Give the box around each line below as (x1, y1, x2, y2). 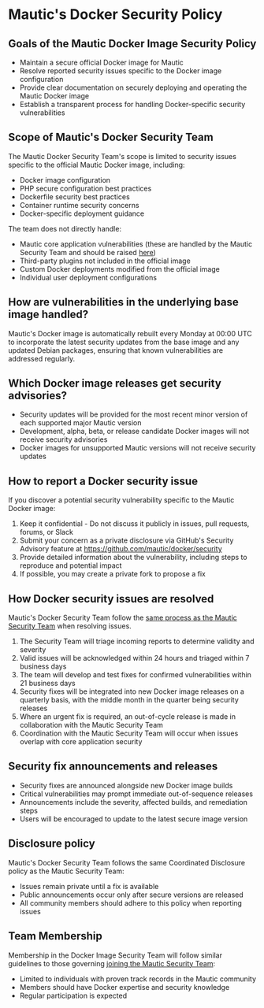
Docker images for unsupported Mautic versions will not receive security (19, 443, 256, 453)
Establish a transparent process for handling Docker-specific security (19, 100, 246, 109)
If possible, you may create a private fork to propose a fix (19, 569, 206, 579)
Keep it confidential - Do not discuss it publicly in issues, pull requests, (19, 519, 250, 528)
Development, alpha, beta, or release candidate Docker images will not (19, 427, 250, 436)
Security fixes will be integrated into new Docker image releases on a (19, 687, 244, 696)
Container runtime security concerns (19, 200, 139, 209)
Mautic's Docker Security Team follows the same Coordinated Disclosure (8, 858, 246, 867)
